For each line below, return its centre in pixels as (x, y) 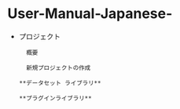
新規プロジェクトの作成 (59, 67)
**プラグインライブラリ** (55, 98)
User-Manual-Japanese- (90, 14)
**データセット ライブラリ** (60, 83)
